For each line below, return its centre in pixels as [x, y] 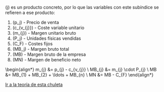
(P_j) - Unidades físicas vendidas [47, 38]
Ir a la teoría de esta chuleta [34, 84]
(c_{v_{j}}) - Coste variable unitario [48, 28]
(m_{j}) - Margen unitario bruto [44, 33]
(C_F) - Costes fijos [32, 44]
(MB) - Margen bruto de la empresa [49, 54]
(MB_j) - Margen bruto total [41, 49]
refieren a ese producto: [30, 13]
